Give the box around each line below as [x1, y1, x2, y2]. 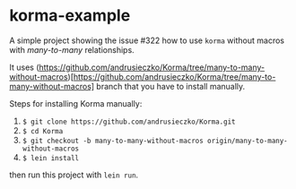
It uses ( [9, 62, 39, 73]
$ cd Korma [22, 126, 64, 135]
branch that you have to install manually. [96, 81, 246, 91]
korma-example [9, 5, 131, 26]
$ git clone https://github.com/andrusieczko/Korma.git [22, 117, 236, 126]
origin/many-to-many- [207, 136, 289, 145]
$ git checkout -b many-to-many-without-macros [22, 136, 204, 145]
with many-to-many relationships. [9, 44, 135, 55]
